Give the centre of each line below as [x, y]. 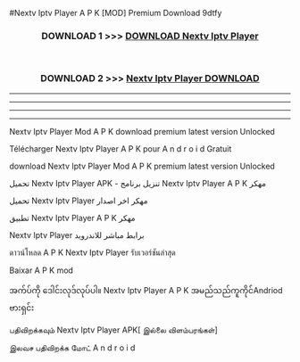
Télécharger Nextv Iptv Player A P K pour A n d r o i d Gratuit [121, 148]
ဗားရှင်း [22, 308]
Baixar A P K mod [42, 270]
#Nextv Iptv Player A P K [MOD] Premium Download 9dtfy [116, 13]
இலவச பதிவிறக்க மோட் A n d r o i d [72, 348]
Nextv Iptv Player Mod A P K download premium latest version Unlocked [142, 131]
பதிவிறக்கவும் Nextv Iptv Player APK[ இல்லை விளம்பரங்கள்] [114, 330]
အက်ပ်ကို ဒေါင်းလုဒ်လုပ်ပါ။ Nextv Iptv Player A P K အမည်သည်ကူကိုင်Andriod [146, 290]
